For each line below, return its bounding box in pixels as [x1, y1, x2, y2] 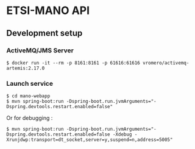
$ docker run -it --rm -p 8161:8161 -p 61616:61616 [6, 60, 140, 66]
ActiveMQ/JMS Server [6, 46, 74, 55]
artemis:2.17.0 [6, 65, 45, 71]
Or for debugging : [6, 114, 53, 122]
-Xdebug [112, 131, 132, 137]
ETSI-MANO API [6, 4, 90, 18]
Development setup [6, 28, 83, 38]
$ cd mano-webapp [6, 93, 51, 99]
